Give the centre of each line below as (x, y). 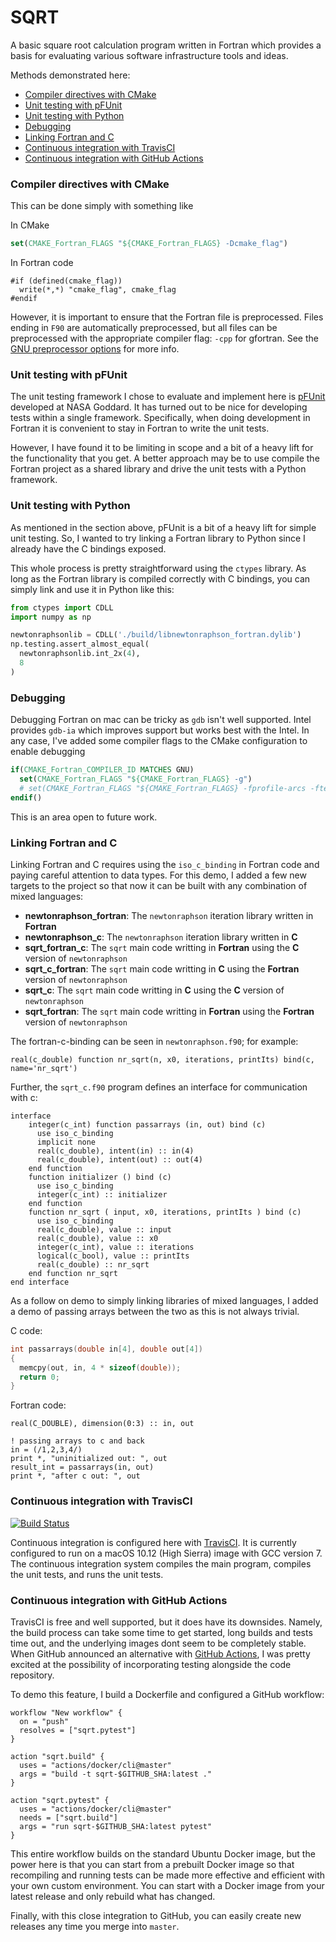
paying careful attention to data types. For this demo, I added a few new (158, 875)
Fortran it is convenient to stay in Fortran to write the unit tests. (140, 428)
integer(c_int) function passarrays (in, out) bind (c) (147, 1124)
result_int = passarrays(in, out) (82, 1467)
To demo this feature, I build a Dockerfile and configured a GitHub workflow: (167, 1694)
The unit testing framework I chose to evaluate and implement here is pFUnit (168, 397)
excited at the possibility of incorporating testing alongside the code (151, 1664)
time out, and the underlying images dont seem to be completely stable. (158, 1643)
